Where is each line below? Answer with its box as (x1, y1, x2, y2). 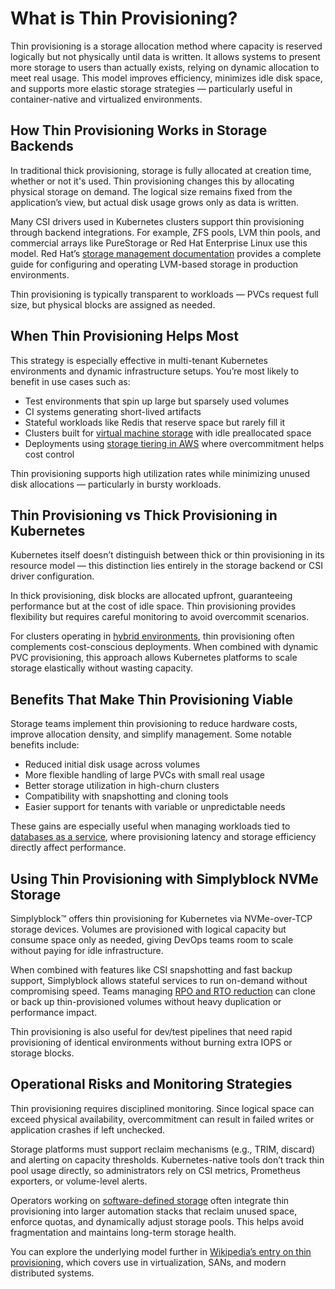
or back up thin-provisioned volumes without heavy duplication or (10, 996, 282, 1007)
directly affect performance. (10, 842, 127, 854)
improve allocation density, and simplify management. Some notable (10, 728, 292, 741)
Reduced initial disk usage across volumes (24, 758, 201, 771)
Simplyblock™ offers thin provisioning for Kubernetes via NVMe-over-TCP (10, 913, 313, 924)
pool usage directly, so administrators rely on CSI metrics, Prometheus (10, 1164, 301, 1176)
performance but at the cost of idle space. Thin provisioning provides (10, 600, 297, 612)
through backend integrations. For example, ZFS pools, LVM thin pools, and (10, 226, 321, 238)
